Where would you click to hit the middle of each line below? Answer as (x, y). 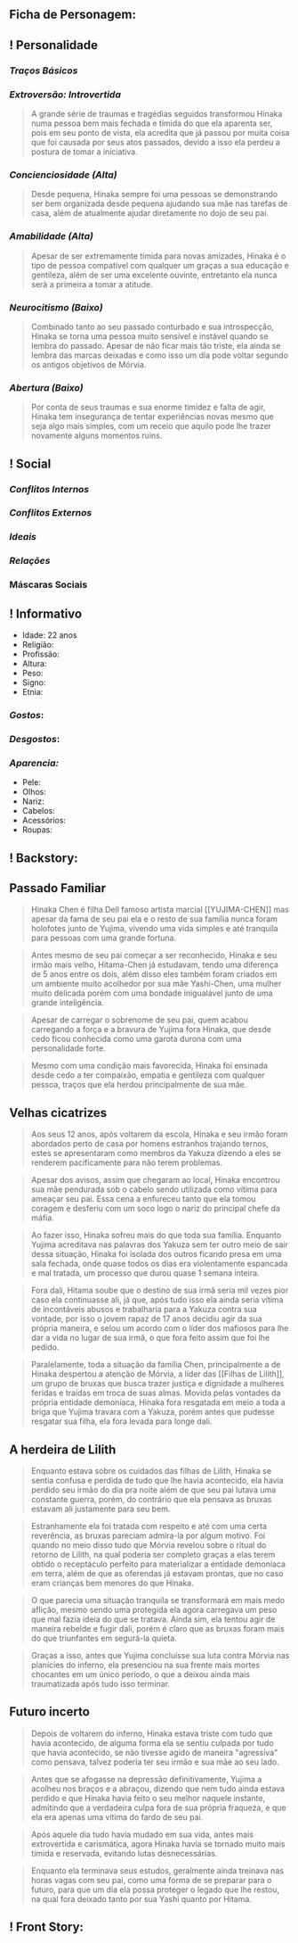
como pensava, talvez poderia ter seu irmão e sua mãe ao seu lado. (155, 1762)
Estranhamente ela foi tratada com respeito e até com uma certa (149, 1525)
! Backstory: (44, 858)
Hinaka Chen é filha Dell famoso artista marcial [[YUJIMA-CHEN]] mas (160, 910)
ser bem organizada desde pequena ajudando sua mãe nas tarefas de (159, 203)
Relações (30, 561)
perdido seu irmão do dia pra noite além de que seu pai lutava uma (153, 1490)
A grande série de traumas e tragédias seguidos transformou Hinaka (157, 114)
